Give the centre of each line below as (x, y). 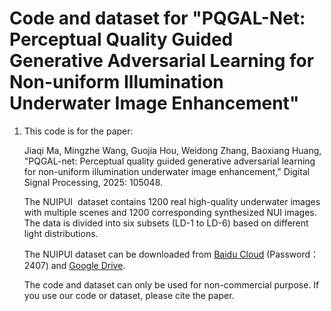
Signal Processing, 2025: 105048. (93, 182)
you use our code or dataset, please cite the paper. (129, 295)
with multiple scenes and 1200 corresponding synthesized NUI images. (170, 212)
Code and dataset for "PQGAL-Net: (157, 18)
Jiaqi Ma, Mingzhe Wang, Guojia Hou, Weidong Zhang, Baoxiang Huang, (172, 150)
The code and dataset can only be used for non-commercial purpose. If (171, 284)
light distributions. (61, 233)
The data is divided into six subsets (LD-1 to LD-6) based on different (166, 223)
